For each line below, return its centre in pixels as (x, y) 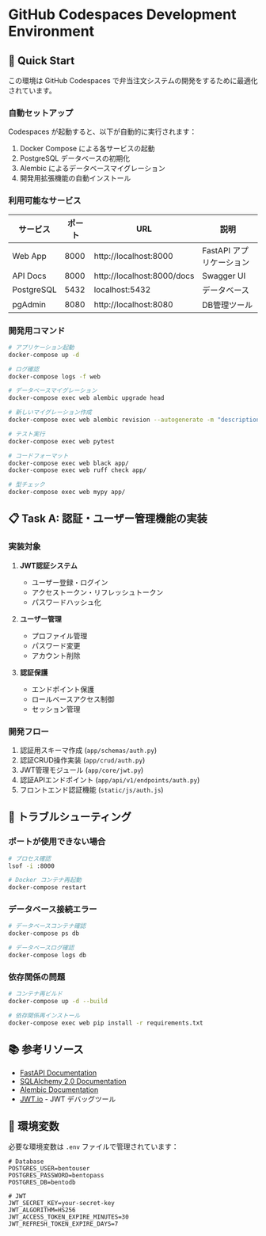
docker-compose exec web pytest (61, 441)
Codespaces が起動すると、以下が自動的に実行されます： (103, 131)
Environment (51, 31)
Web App (30, 256)
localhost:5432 (122, 289)
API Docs (29, 276)
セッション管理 (56, 709)
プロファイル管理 (59, 636)
